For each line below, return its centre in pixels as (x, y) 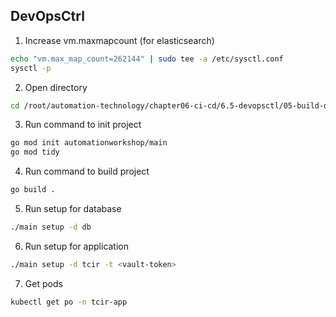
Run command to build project (87, 171)
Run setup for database (73, 209)
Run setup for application (77, 246)
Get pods (43, 283)
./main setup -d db (51, 227)
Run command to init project (83, 125)
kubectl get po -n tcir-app (69, 302)
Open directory (56, 87)
